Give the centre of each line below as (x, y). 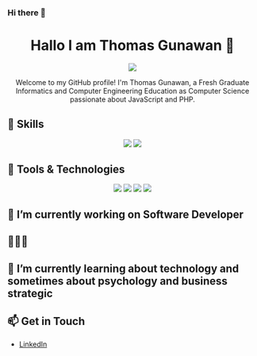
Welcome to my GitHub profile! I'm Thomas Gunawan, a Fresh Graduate (132, 82)
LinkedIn (33, 344)
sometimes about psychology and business (117, 281)
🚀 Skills (26, 124)
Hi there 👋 (27, 13)
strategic (30, 293)
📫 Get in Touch (46, 321)
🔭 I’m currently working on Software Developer (125, 214)
